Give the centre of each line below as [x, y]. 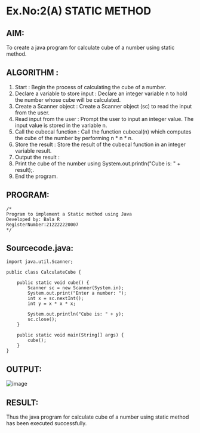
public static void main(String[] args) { [70, 335]
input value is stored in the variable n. [61, 125]
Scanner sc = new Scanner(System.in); [76, 288]
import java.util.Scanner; [40, 262]
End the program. [36, 176]
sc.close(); [43, 320]
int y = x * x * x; [52, 304]
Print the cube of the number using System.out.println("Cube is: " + [98, 163]
